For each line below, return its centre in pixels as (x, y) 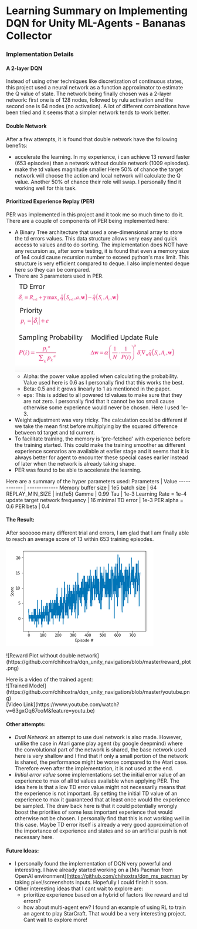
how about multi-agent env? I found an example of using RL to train (105, 907)
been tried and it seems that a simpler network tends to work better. (88, 112)
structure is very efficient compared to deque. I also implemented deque (102, 263)
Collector (29, 36)
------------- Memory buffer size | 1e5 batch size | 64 (92, 487)
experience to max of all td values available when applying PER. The (97, 781)
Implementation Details (40, 54)
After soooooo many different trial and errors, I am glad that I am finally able (98, 533)
